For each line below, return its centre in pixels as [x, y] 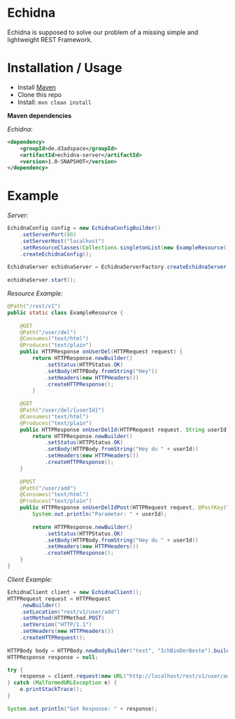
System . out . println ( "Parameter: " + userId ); [100, 514]
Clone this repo [39, 94]
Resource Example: [35, 293]
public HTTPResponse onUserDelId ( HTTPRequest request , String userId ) [125, 430]
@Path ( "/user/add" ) [48, 488]
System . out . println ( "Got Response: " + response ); [83, 709]
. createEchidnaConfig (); [56, 254]
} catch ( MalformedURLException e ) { [62, 683]
